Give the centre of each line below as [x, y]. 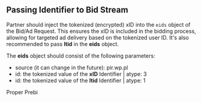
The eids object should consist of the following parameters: [81, 56]
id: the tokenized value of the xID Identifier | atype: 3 [81, 74]
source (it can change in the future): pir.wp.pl [72, 67]
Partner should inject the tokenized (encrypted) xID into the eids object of [99, 24]
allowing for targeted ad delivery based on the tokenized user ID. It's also [98, 37]
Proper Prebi [22, 92]
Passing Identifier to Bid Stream [67, 10]
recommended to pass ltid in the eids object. [63, 44]
